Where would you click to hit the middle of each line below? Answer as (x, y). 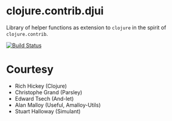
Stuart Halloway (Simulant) (47, 111)
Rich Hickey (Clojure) (41, 86)
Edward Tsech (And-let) (44, 98)
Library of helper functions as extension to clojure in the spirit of (86, 27)
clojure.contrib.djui (55, 11)
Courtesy (30, 69)
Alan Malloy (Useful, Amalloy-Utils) (58, 105)
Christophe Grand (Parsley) (48, 92)
